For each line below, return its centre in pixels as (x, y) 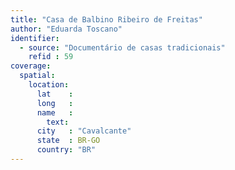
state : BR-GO (68, 141)
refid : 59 (51, 57)
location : (49, 85)
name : (55, 112)
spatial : (37, 76)
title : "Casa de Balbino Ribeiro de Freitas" (106, 19)
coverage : (31, 66)
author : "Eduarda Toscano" (66, 29)
